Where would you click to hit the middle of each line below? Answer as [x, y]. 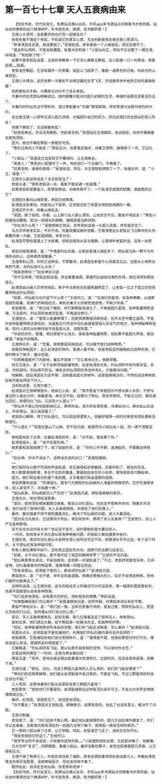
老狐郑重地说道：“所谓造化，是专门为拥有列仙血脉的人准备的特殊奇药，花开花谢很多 [83, 483]
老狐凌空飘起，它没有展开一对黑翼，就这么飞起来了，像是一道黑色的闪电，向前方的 [82, 70]
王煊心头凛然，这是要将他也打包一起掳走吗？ [49, 35]
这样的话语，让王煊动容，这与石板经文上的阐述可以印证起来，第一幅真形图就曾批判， [83, 586]
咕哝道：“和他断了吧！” [25, 55]
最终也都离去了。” [23, 581]
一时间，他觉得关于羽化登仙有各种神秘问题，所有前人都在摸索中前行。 [71, 534]
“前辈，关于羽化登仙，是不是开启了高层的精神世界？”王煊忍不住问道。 [71, 555]
